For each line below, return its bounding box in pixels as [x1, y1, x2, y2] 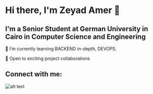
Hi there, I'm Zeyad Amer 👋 [5, 5, 120, 16]
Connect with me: [5, 70, 63, 78]
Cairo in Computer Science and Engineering [5, 32, 146, 41]
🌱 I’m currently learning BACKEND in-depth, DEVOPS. [5, 46, 117, 52]
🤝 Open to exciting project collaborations [5, 55, 90, 61]
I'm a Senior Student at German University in [5, 25, 148, 33]
